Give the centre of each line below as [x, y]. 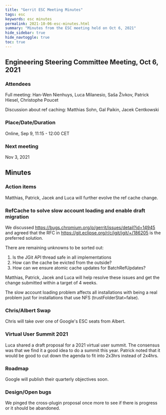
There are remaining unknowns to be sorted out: [55, 248]
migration [17, 216]
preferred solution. [24, 238]
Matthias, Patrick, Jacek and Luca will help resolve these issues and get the [83, 277]
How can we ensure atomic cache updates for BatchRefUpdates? [79, 268]
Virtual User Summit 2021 [37, 334]
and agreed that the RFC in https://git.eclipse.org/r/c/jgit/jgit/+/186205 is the [83, 233]
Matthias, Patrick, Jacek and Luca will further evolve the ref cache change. [82, 198]
